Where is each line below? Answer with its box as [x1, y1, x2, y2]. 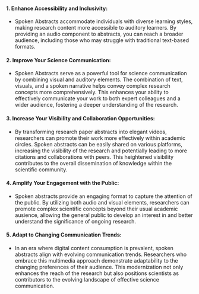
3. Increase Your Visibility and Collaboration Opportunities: [6, 115, 156, 122]
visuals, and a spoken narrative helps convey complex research [14, 82, 170, 90]
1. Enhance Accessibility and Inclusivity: [6, 5, 108, 12]
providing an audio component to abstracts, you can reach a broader [14, 30, 184, 38]
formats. [14, 43, 36, 50]
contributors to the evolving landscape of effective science [14, 276, 159, 283]
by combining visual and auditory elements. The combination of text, [14, 76, 183, 83]
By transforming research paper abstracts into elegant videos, [14, 128, 168, 135]
